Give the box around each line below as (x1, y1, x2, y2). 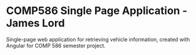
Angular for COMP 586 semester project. (6, 42, 106, 49)
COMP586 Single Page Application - (6, 4, 188, 18)
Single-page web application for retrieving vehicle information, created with (6, 36, 190, 43)
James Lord (6, 16, 65, 30)
